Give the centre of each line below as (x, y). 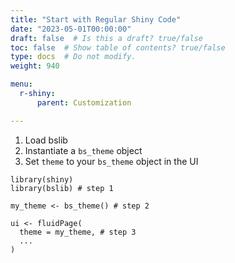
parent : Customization (84, 102)
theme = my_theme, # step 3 (78, 232)
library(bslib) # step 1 (62, 188)
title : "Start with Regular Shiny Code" (96, 19)
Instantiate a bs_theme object (83, 150)
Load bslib (46, 140)
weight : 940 (35, 66)
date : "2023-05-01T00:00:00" (71, 29)
